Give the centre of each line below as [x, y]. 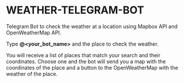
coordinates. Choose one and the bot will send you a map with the [86, 61]
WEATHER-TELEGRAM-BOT [75, 10]
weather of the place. [32, 74]
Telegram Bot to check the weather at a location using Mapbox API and [92, 26]
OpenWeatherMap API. [34, 32]
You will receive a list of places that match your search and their [83, 55]
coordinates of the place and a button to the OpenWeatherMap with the [92, 67]
